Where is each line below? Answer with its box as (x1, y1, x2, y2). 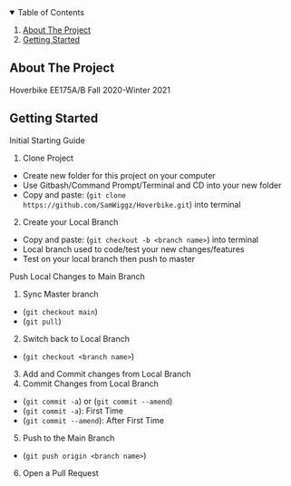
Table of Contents (17, 7, 84, 17)
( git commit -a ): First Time (22, 405, 124, 416)
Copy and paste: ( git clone (22, 189, 127, 200)
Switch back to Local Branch (22, 333, 130, 344)
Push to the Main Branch (22, 433, 115, 443)
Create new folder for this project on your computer (22, 170, 216, 180)
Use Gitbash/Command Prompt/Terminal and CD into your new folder (22, 180, 282, 190)
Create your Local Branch (22, 216, 119, 228)
